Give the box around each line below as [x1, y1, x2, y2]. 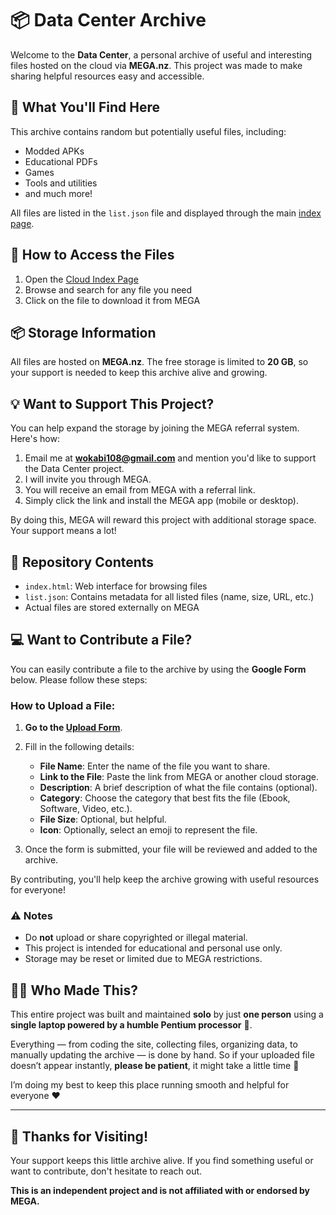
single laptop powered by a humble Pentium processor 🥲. [10, 1019, 253, 1031]
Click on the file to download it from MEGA [24, 294, 201, 306]
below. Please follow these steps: [10, 673, 148, 686]
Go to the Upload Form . [24, 722, 123, 734]
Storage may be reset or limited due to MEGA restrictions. [24, 953, 263, 965]
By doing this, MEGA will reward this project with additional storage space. [10, 514, 317, 526]
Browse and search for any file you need [24, 283, 193, 296]
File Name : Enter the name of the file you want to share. [39, 760, 271, 772]
